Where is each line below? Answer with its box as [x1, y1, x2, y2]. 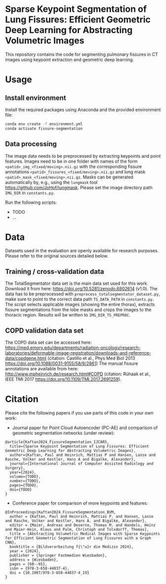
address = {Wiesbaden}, [9, 557, 58, 562]
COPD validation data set [5, 326, 84, 335]
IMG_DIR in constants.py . [5, 189, 55, 196]
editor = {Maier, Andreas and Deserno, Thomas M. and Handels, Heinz [9, 523, 156, 528]
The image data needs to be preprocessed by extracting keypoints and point [5, 153, 161, 159]
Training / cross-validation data [5, 267, 104, 275]
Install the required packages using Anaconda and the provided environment [5, 106, 161, 112]
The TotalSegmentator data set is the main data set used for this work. [5, 280, 149, 286]
